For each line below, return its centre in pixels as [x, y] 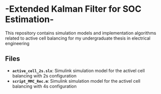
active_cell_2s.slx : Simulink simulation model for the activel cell [79, 70]
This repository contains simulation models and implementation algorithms [81, 33]
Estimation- [30, 19]
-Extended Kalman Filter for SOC [73, 9]
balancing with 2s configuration [44, 76]
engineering [17, 43]
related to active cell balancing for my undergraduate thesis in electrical [78, 38]
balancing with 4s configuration [44, 86]
